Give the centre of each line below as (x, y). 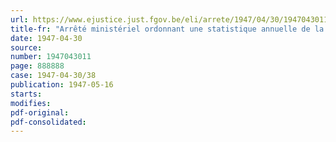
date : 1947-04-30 (46, 38)
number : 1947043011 (51, 57)
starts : (26, 94)
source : (26, 47)
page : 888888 (37, 66)
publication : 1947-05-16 (62, 85)
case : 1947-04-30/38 (53, 76)
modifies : (31, 103)
